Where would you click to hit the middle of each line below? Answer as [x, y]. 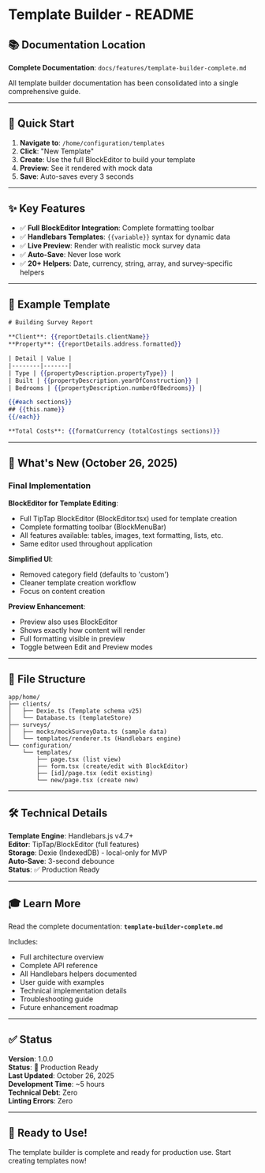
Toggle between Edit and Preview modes [86, 647]
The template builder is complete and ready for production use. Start [119, 1152]
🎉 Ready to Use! [48, 1133]
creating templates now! [47, 1160]
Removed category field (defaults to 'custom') [94, 574]
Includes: [23, 942]
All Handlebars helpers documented [78, 974]
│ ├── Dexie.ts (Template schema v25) [76, 711]
